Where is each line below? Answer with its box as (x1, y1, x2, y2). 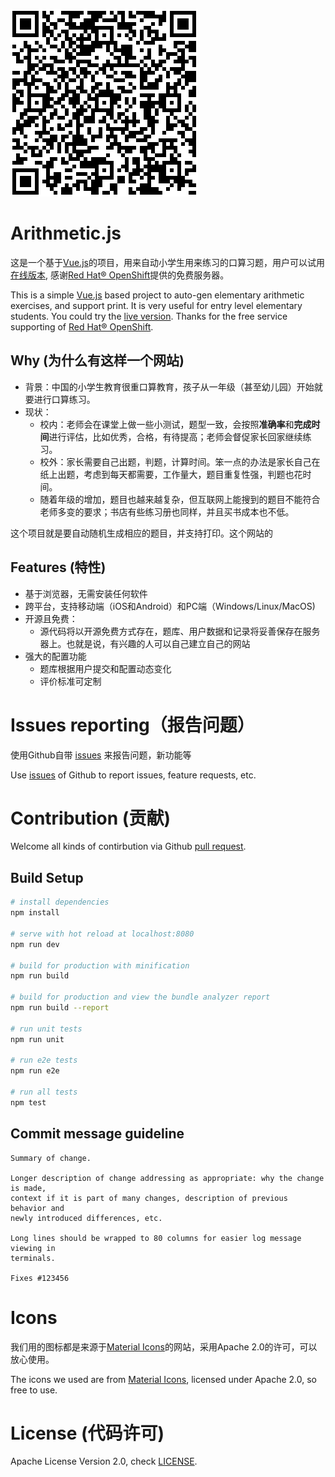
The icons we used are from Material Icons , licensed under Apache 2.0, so (10, 1373, 317, 1385)
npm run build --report (10, 1003, 110, 1013)
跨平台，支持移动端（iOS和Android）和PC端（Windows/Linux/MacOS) (24, 600, 316, 612)
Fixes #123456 (10, 1273, 70, 1283)
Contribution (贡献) (10, 807, 171, 829)
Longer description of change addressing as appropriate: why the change (10, 1173, 325, 1183)
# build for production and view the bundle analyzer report (10, 992, 271, 1003)
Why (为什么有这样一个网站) (10, 352, 185, 369)
